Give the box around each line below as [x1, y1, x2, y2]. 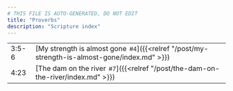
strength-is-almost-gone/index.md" [35, 52, 156, 62]
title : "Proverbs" [7, 17, 60, 23]
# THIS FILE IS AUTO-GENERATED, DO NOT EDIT [7, 10, 138, 17]
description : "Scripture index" [7, 23, 101, 30]
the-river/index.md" [35, 72, 101, 82]
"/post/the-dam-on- [150, 63, 220, 73]
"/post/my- [171, 44, 209, 54]
